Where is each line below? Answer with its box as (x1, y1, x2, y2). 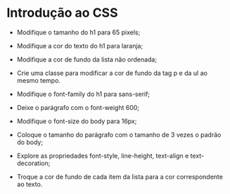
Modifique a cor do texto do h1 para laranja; (16, 41, 143, 50)
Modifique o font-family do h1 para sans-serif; (16, 90, 151, 98)
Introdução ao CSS (6, 5, 118, 21)
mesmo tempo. (16, 76, 61, 85)
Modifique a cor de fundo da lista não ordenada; (16, 55, 158, 64)
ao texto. (16, 180, 43, 188)
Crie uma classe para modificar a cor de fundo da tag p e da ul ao (16, 69, 208, 77)
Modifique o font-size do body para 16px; (16, 117, 137, 125)
